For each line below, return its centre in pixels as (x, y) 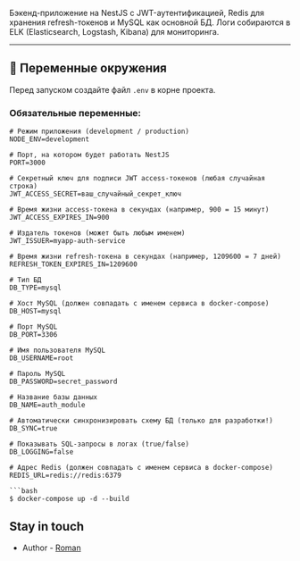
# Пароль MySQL (37, 374)
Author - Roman (52, 548)
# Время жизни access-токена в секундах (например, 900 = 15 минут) (139, 210)
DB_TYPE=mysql (36, 288)
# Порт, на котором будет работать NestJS (89, 155)
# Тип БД (25, 280)
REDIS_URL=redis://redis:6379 (66, 476)
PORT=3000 (28, 163)
